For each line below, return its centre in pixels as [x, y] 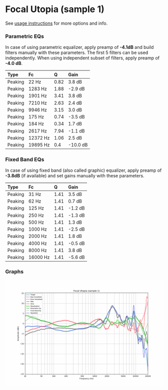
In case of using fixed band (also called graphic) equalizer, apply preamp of [83, 170]
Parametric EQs [25, 36]
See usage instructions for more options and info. [57, 23]
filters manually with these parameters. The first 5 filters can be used [77, 53]
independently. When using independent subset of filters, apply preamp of [82, 58]
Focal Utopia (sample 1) [55, 9]
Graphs [14, 272]
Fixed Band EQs [25, 159]
